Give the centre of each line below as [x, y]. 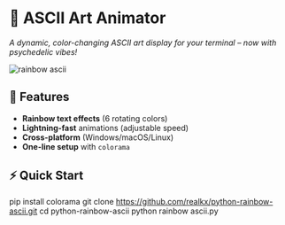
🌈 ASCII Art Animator [88, 18]
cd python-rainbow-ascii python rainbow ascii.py [129, 211]
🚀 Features [39, 97]
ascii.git [23, 211]
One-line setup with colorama [76, 146]
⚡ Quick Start [46, 176]
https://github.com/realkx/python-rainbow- [194, 201]
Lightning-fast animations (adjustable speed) [105, 128]
